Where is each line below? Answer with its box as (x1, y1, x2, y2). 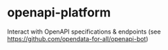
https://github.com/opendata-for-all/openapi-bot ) (7, 34, 149, 42)
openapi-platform (7, 5, 111, 21)
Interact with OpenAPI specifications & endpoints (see (7, 27, 161, 36)
